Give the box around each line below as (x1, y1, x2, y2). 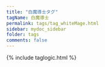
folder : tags (6, 32, 39, 38)
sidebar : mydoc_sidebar (6, 26, 67, 32)
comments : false (6, 37, 47, 43)
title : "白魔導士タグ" (6, 9, 58, 15)
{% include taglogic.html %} (6, 54, 77, 61)
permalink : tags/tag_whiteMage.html (6, 20, 99, 26)
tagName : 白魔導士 (6, 15, 50, 21)
